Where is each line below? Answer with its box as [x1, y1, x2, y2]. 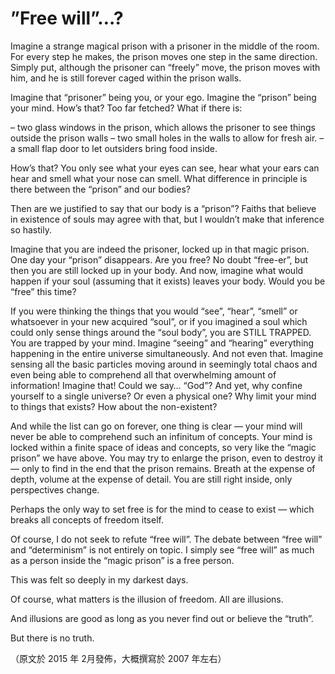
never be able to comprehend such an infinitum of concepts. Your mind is [10, 430, 313, 442]
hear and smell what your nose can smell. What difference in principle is [10, 172, 308, 184]
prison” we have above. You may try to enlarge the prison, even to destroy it [10, 452, 323, 464]
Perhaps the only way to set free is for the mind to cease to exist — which [10, 503, 315, 515]
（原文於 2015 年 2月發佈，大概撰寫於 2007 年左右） [10, 652, 227, 664]
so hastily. [10, 223, 52, 236]
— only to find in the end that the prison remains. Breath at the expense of [10, 462, 316, 474]
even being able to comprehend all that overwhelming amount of [10, 368, 277, 381]
